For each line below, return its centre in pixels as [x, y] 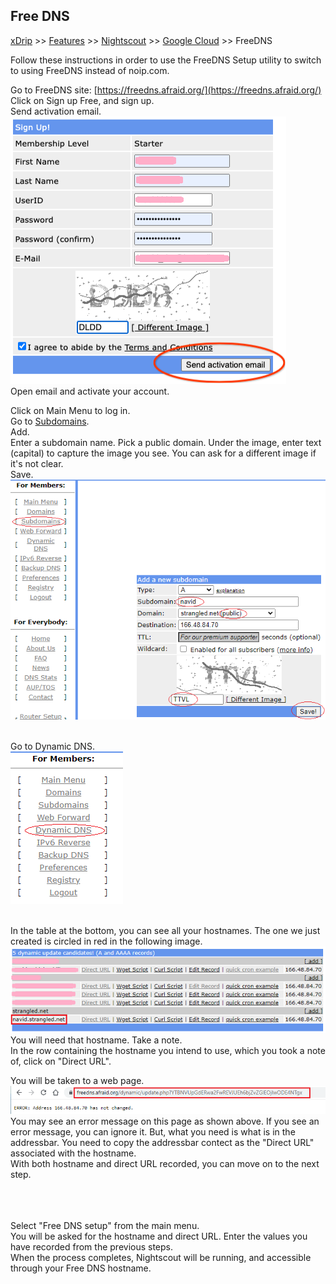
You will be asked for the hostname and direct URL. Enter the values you [159, 1236]
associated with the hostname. [73, 1153]
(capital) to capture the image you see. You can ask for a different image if [163, 453]
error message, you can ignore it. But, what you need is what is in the [153, 1131]
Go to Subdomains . [50, 421]
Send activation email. [56, 111]
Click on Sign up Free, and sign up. [82, 100]
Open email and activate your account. [90, 391]
